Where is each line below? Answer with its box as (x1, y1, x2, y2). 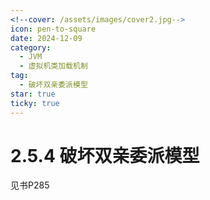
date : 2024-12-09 (10, 33, 83, 43)
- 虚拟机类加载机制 (19, 61, 88, 71)
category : (10, 42, 52, 53)
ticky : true (10, 98, 60, 108)
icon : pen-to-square (10, 24, 97, 34)
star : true (10, 89, 56, 99)
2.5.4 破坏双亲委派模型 (10, 144, 200, 167)
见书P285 (10, 179, 50, 191)
